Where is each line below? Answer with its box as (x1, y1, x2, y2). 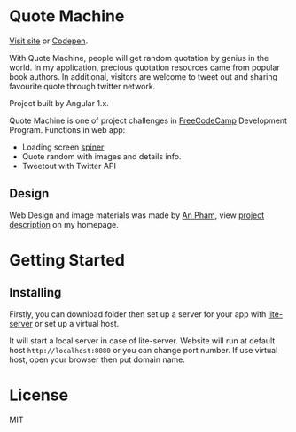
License (9, 385, 69, 405)
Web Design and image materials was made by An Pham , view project (9, 210, 265, 220)
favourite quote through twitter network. (9, 81, 156, 91)
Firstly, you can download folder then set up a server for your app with (9, 308, 267, 320)
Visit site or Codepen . (9, 35, 89, 46)
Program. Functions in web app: (9, 124, 126, 135)
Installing (9, 285, 62, 300)
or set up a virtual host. (35, 318, 120, 328)
